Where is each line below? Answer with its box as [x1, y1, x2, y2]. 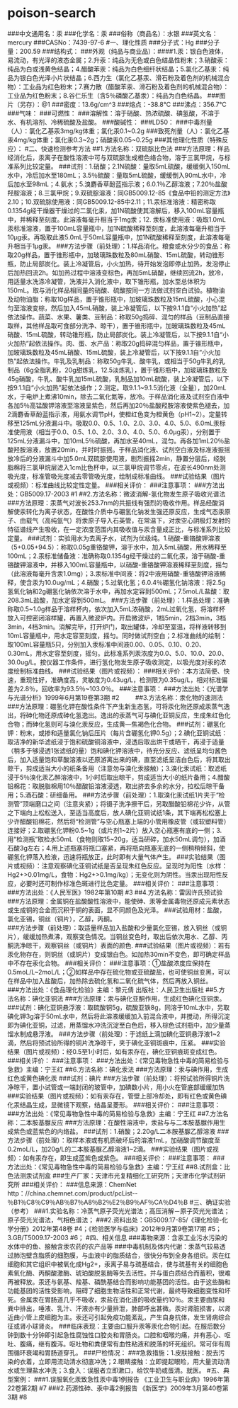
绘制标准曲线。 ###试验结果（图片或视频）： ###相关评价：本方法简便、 [13, 666, 225, 675]
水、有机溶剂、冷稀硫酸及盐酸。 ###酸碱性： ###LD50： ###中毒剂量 [7, 118, 212, 126]
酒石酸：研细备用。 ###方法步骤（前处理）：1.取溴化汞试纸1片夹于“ [24, 790, 220, 799]
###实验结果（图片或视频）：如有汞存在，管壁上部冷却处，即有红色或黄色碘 [7, 1091, 227, 1100]
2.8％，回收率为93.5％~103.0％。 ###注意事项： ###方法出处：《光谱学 [19, 684, 229, 693]
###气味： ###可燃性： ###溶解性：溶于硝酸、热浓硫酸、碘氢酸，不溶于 [7, 108, 220, 118]
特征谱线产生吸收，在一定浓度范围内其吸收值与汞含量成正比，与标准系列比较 [7, 525, 231, 533]
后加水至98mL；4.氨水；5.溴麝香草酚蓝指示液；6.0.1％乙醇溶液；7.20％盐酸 [7, 179, 228, 188]
